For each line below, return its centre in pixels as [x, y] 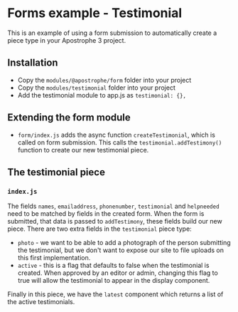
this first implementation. [54, 258]
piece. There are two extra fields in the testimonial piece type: [99, 229]
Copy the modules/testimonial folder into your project [97, 88]
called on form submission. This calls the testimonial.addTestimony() [120, 142]
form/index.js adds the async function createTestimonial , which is [116, 135]
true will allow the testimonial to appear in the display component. [114, 281]
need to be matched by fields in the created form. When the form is [106, 214]
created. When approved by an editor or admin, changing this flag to [118, 273]
